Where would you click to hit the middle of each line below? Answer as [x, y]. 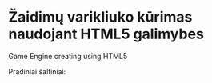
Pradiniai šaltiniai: [37, 71]
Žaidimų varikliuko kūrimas [100, 17]
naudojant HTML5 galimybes [106, 34]
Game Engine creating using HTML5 [68, 56]
